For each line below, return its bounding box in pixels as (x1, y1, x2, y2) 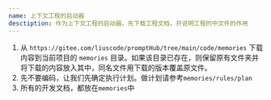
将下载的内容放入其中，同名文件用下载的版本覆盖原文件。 (19, 62, 212, 73)
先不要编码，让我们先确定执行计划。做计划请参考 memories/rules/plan (19, 73, 252, 82)
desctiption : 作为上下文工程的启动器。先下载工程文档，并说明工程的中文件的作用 (8, 19, 248, 27)
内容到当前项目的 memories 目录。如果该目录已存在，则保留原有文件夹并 (19, 52, 259, 62)
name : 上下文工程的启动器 (8, 11, 85, 20)
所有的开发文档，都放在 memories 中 (19, 82, 135, 93)
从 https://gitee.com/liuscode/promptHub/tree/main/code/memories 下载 (19, 42, 264, 52)
